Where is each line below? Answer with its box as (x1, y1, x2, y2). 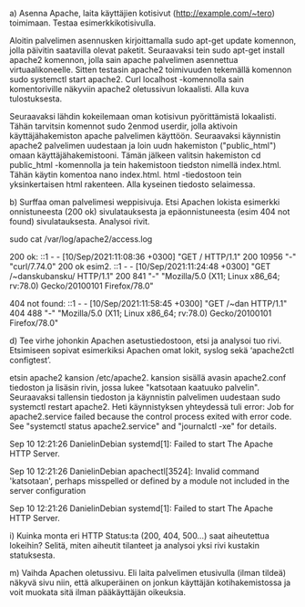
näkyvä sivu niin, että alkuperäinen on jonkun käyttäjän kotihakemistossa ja (9, 577, 291, 588)
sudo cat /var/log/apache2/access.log (9, 234, 153, 245)
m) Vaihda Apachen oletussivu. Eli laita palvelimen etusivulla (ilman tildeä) (9, 568, 287, 578)
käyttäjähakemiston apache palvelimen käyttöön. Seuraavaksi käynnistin (9, 131, 281, 141)
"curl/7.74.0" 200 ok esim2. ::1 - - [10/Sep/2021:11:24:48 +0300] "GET (9, 261, 271, 272)
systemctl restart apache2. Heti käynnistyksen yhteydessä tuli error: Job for (9, 402, 294, 412)
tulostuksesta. (9, 93, 63, 104)
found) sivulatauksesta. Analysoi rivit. (9, 216, 150, 226)
